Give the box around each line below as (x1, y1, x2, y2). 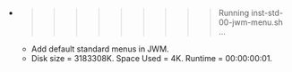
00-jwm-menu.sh (218, 17, 284, 28)
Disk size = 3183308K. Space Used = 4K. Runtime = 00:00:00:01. (30, 53, 273, 63)
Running (218, 8, 250, 18)
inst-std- (250, 8, 284, 18)
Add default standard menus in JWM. (30, 44, 169, 54)
